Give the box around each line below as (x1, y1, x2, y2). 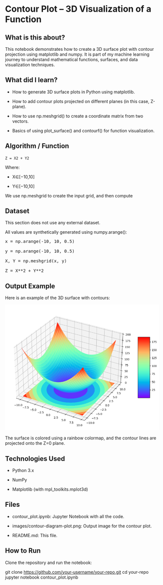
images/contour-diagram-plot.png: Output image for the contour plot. (12, 523, 152, 529)
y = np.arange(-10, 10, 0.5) (5, 248, 75, 254)
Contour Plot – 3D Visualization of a (5, 3, 151, 15)
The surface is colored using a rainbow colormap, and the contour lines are (5, 435, 157, 441)
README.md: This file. (12, 532, 58, 538)
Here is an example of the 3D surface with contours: (5, 295, 110, 301)
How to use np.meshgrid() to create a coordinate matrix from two (12, 113, 143, 119)
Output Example (5, 282, 55, 290)
